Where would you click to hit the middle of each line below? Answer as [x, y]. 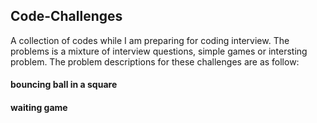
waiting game [39, 107]
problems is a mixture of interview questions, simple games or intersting [159, 51]
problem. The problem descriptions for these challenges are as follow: [155, 61]
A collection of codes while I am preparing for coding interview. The [150, 40]
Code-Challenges [66, 16]
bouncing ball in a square [64, 85]
